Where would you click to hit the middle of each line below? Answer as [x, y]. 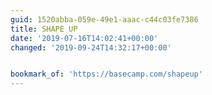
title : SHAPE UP [44, 29]
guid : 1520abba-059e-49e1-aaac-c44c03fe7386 [104, 19]
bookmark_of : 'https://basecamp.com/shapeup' [106, 74]
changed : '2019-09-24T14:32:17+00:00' [91, 47]
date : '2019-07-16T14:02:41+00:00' [84, 38]
